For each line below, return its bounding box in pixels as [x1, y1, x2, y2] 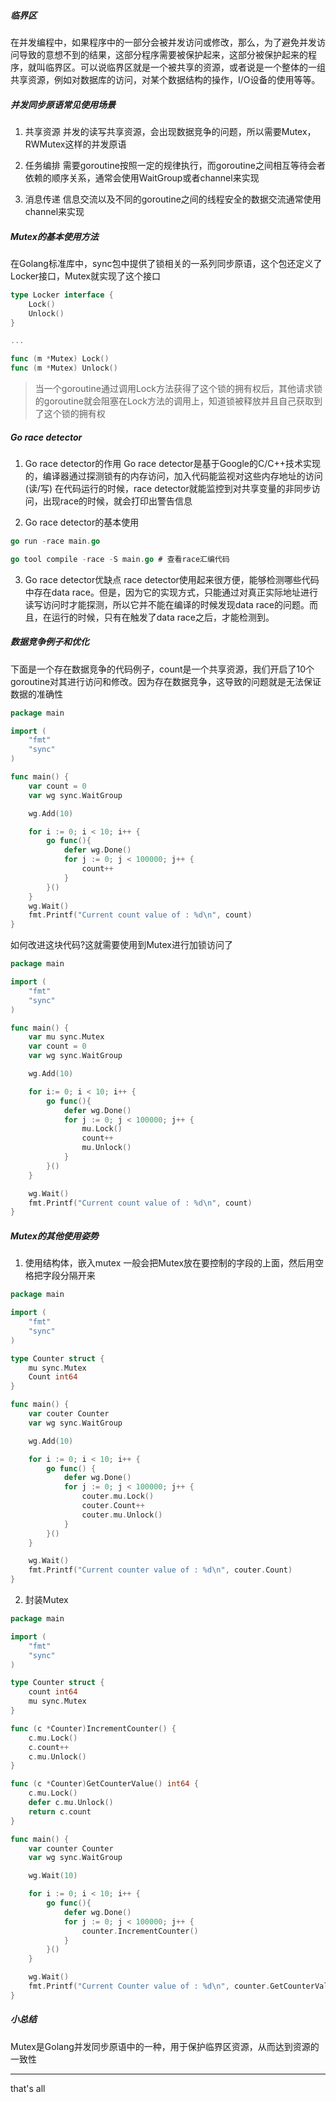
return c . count [28, 1806, 92, 1817]
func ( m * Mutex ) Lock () [10, 354, 110, 364]
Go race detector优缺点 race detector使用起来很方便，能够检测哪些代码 [24, 573, 320, 585]
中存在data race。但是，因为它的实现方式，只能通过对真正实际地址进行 [24, 586, 318, 598]
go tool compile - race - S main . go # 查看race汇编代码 [10, 554, 230, 564]
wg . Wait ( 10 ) [28, 1871, 78, 1881]
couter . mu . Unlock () [81, 1510, 163, 1520]
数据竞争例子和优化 [10, 636, 90, 648]
